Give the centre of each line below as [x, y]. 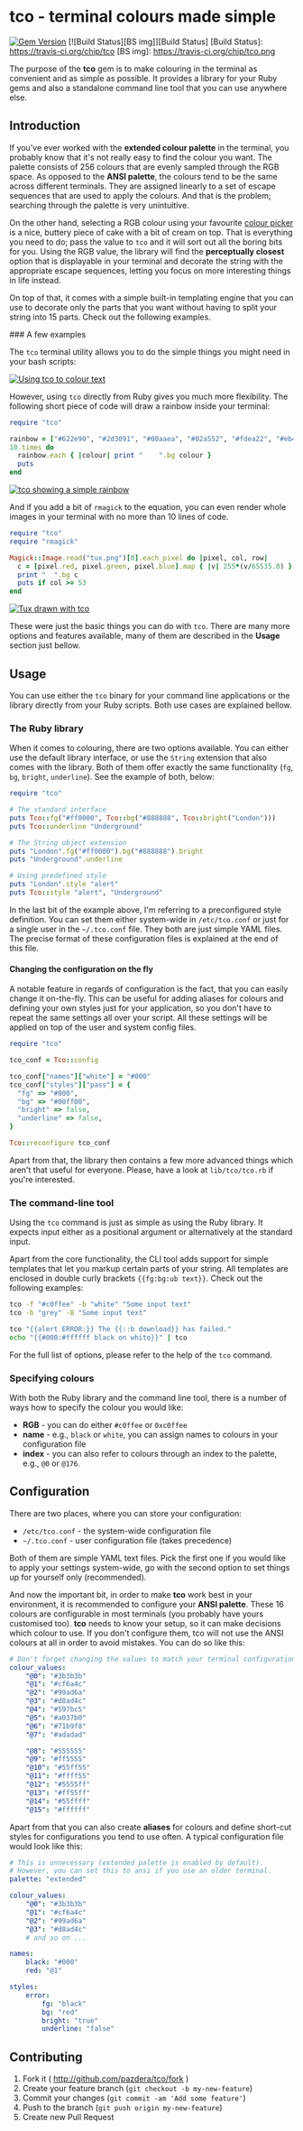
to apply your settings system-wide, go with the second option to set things [150, 1567]
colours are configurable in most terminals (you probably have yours [137, 1614]
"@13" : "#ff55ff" [58, 1793]
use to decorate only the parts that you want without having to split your [143, 307]
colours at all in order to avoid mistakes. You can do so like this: [127, 1642]
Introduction [45, 126]
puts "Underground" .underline [66, 859]
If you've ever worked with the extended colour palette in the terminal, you [149, 147]
